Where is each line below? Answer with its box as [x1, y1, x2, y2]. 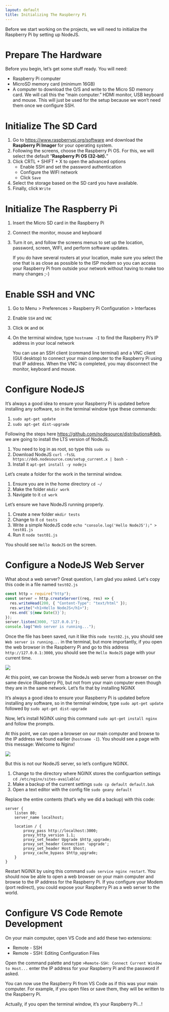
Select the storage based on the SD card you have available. [12, 180, 138, 186]
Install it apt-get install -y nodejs [12, 461, 87, 467]
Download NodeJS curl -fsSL [12, 452, 76, 458]
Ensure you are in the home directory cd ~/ [12, 481, 102, 487]
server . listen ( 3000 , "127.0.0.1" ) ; [5, 620, 80, 625]
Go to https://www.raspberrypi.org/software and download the [12, 137, 143, 143]
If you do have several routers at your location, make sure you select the [12, 255, 163, 261]
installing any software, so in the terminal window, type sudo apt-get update [5, 700, 164, 706]
